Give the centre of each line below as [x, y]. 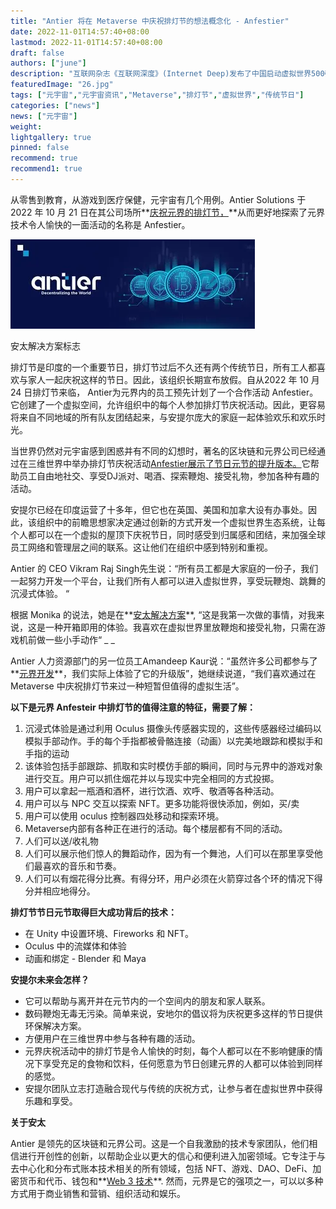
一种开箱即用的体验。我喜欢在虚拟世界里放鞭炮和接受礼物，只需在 [180, 627]
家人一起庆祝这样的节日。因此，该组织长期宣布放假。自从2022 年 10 [168, 379]
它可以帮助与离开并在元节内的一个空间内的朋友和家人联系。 [147, 1001]
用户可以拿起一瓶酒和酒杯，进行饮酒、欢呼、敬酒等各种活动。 [152, 791]
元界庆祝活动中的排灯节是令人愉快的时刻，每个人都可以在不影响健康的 [169, 1051]
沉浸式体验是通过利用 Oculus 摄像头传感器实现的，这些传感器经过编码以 [173, 728]
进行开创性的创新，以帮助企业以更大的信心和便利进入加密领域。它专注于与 [172, 1156]
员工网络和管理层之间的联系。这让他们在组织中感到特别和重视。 [141, 547]
